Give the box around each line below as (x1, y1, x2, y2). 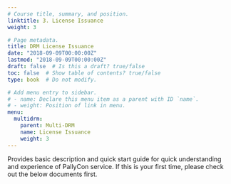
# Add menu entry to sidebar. (7, 89, 98, 96)
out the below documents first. (7, 170, 98, 178)
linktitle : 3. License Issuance (7, 17, 103, 24)
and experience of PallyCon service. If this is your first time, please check (7, 162, 224, 171)
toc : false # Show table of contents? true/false (7, 69, 161, 77)
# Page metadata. (7, 36, 59, 43)
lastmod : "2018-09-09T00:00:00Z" (7, 56, 107, 64)
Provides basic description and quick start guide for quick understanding (7, 154, 222, 163)
